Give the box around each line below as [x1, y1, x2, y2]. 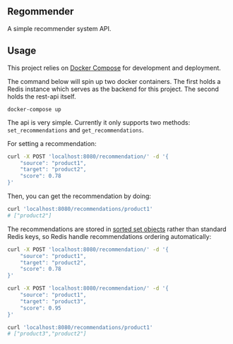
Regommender [7, 6, 74, 18]
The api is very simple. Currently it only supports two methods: [7, 118, 191, 126]
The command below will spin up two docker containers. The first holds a [7, 77, 221, 85]
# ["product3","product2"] [7, 331, 87, 338]
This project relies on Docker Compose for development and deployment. [7, 63, 221, 72]
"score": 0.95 [20, 305, 61, 312]
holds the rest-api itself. [7, 92, 76, 101]
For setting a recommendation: [7, 139, 97, 147]
